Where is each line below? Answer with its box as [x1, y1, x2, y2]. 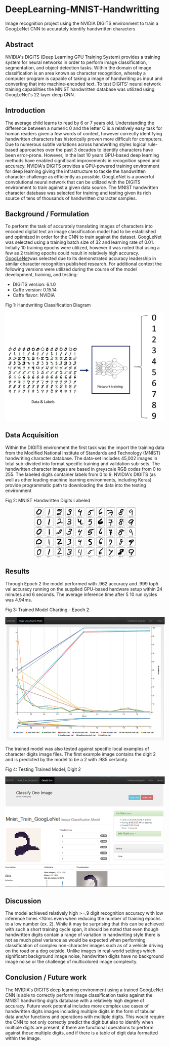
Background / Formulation [5, 209, 90, 218]
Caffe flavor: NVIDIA [12, 292, 55, 298]
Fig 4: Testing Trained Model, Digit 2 [5, 766, 81, 772]
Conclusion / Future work [5, 973, 87, 982]
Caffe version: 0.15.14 [12, 287, 57, 293]
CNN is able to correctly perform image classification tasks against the [5, 992, 153, 998]
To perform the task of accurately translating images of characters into [5, 223, 153, 229]
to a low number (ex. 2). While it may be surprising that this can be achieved [5, 921, 164, 927]
